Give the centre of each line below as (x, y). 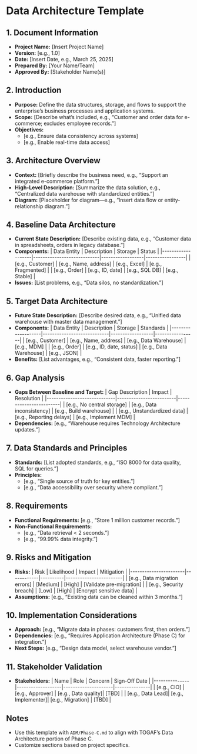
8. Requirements (37, 506)
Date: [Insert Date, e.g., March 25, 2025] (64, 59)
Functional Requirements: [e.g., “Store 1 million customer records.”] (97, 520)
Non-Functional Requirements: (53, 526)
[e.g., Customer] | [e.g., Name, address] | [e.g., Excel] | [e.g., (88, 264)
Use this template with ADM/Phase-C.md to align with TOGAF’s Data (94, 732)
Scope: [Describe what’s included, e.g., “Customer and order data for (99, 117)
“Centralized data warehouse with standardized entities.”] (84, 193)
